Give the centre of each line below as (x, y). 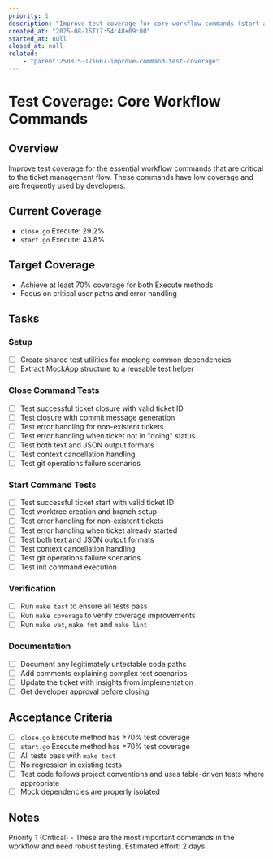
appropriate (40, 783)
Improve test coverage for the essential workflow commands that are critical (136, 168)
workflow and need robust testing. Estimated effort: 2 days (107, 846)
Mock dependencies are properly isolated (90, 791)
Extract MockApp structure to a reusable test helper (107, 369)
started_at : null (38, 39)
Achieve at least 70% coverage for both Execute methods (117, 285)
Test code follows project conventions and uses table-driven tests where (142, 774)
